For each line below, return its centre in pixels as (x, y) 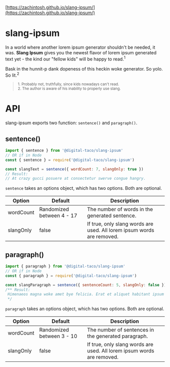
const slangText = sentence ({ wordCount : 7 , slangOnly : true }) (74, 169)
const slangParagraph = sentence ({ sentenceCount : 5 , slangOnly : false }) (86, 285)
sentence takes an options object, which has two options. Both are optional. (83, 188)
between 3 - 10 (58, 336)
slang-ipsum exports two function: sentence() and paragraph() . (71, 123)
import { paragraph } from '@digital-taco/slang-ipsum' (65, 266)
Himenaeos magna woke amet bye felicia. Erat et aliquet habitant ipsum (86, 294)
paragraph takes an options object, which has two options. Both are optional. (85, 309)
